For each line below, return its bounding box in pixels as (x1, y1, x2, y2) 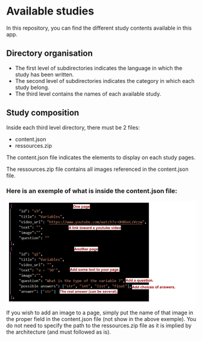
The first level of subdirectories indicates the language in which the (14, 64, 183, 71)
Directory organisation (6, 48, 93, 59)
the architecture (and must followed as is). (6, 328, 112, 336)
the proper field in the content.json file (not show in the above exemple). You (6, 316, 197, 323)
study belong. (14, 84, 49, 91)
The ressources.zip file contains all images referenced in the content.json (6, 165, 189, 173)
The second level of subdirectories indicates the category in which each (14, 77, 195, 84)
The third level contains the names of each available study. (14, 90, 162, 98)
